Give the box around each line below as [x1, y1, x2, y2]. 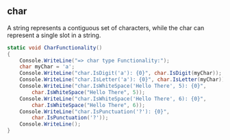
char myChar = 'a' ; [19, 63, 75, 71]
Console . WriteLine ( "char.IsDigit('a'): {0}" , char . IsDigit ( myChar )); [19, 70, 222, 77]
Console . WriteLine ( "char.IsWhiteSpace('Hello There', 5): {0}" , [19, 82, 207, 90]
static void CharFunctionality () [7, 44, 103, 51]
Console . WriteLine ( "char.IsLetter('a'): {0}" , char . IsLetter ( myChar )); [19, 76, 228, 83]
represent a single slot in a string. [7, 31, 101, 39]
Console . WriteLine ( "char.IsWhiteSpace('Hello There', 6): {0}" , [19, 95, 207, 102]
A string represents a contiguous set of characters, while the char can [7, 23, 205, 32]
